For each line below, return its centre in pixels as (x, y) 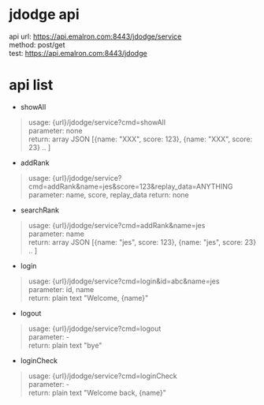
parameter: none (55, 130)
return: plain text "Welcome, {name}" (88, 298)
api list (31, 85)
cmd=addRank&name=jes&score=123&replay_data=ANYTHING (130, 186)
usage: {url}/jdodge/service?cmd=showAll (97, 122)
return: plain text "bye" (65, 345)
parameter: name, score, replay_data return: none (108, 194)
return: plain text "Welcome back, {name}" (97, 392)
